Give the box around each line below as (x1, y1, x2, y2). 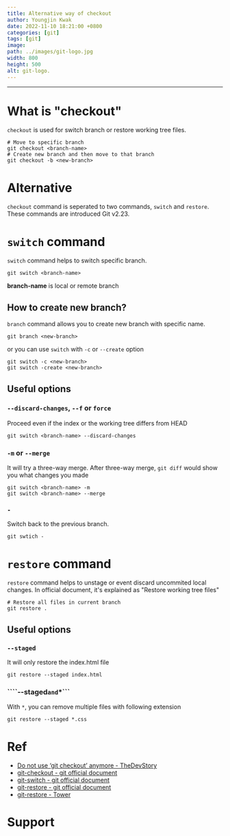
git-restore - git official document (16, 783, 112, 791)
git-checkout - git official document (16, 769, 118, 777)
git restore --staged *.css (7, 716, 88, 723)
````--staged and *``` (7, 687, 71, 696)
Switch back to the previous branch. (7, 520, 110, 528)
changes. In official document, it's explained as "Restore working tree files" (7, 586, 220, 594)
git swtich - (7, 533, 44, 540)
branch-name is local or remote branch (7, 282, 119, 290)
